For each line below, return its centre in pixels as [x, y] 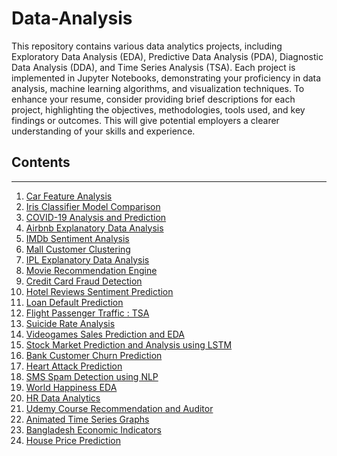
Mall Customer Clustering [78, 249]
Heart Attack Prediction [74, 366]
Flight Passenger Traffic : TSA [87, 313]
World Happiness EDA [71, 387]
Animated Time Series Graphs [87, 419]
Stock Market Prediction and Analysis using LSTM [129, 344]
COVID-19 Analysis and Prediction [96, 217]
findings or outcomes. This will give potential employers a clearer [145, 120]
